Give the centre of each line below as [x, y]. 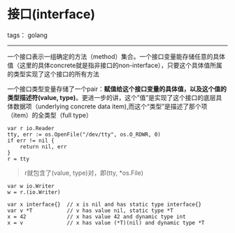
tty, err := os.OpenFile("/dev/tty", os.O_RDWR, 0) [84, 134]
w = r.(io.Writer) [34, 192]
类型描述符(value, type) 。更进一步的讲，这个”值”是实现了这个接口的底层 [112, 97]
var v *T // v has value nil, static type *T [90, 211]
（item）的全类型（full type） [50, 115]
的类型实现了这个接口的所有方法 [53, 73]
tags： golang [27, 35]
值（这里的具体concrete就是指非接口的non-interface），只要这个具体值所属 [115, 65]
